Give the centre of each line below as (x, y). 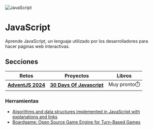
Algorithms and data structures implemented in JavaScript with (76, 112)
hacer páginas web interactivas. (37, 46)
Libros (124, 75)
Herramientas (22, 101)
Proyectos (77, 75)
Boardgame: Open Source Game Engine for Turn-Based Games (76, 122)
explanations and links (35, 117)
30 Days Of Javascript (77, 85)
